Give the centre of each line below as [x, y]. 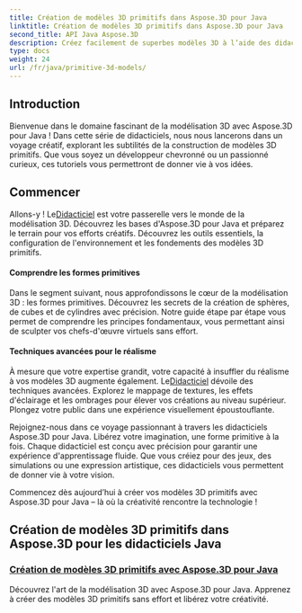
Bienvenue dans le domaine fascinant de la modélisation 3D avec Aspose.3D [151, 126]
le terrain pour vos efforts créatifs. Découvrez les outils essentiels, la [136, 233]
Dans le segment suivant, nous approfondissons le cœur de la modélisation [149, 292]
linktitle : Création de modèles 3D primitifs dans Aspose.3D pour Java [146, 26]
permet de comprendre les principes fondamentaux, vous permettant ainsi [147, 321]
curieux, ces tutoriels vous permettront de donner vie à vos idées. [131, 164]
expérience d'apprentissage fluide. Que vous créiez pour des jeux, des [141, 456]
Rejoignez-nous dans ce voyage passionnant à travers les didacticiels [138, 427]
